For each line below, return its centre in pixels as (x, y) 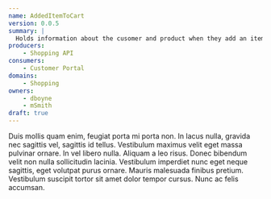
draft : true (28, 114)
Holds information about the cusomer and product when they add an (131, 38)
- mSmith (38, 106)
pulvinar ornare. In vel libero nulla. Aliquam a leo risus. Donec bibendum (128, 153)
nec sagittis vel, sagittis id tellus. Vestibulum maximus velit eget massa (126, 145)
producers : (27, 46)
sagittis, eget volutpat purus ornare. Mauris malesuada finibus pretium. (126, 170)
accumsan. (27, 187)
